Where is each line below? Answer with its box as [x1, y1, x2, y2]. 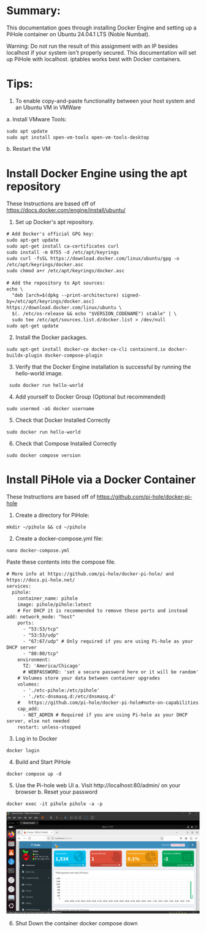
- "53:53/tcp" [22, 626, 59, 632]
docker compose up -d [6, 771, 62, 777]
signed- [121, 292, 141, 298]
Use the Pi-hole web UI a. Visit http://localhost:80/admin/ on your [15, 781, 181, 789]
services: [6, 583, 32, 589]
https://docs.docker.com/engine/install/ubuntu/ [6, 206, 126, 213]
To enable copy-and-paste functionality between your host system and [15, 97, 195, 104]
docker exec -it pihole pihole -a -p [6, 801, 103, 807]
